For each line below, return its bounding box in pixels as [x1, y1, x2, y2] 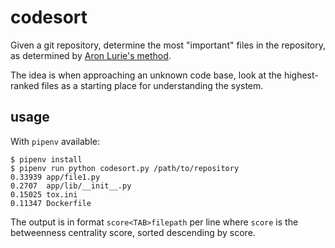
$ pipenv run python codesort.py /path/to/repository [10, 163, 240, 173]
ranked [10, 79, 40, 91]
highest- [283, 69, 319, 81]
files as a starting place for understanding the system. [41, 79, 264, 91]
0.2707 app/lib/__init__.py [10, 181, 132, 191]
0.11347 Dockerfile [10, 198, 92, 208]
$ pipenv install [10, 154, 83, 165]
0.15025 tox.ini [10, 189, 78, 200]
